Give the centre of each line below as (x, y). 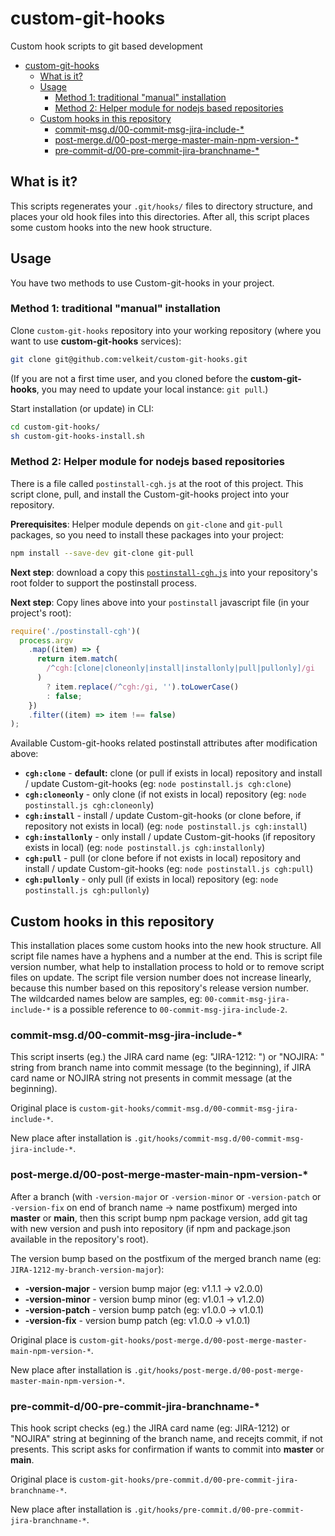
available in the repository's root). (79, 1239)
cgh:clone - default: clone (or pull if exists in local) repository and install (173, 773)
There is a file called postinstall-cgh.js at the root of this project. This (157, 483)
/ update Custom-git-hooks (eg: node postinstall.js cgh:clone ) (158, 784)
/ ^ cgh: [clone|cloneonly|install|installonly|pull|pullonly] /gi (180, 668)
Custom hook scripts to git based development (106, 46)
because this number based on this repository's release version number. (159, 988)
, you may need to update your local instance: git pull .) (152, 389)
